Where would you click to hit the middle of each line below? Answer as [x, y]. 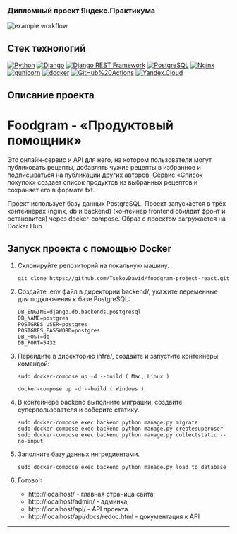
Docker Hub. [26, 226]
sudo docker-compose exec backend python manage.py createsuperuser [120, 429]
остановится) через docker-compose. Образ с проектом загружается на [116, 219]
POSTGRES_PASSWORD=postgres [59, 331]
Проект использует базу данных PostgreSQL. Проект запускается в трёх [117, 204]
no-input [30, 441]
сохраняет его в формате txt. [51, 190]
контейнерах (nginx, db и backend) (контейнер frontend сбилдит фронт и [116, 211]
